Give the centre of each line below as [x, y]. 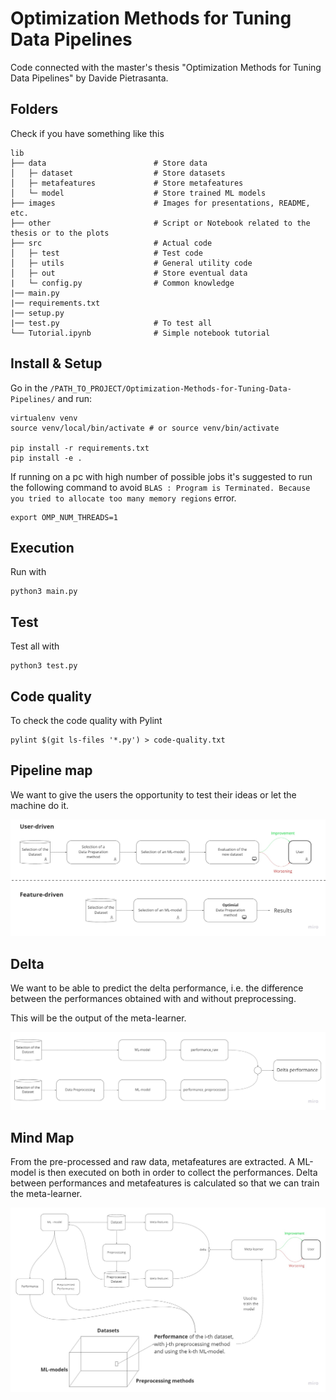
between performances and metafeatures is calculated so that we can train [165, 1183]
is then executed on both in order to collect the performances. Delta [178, 1173]
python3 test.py [44, 666]
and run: [75, 398]
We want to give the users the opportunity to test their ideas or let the [153, 794]
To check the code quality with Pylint [86, 720]
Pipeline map [51, 770]
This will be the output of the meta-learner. [98, 1018]
